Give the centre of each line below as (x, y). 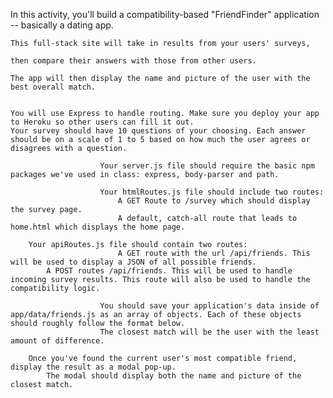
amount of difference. (57, 341)
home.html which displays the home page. (98, 227)
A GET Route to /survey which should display (214, 201)
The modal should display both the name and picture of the (174, 376)
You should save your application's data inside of (209, 306)
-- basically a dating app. (62, 25)
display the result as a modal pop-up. (93, 367)
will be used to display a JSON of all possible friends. (133, 262)
